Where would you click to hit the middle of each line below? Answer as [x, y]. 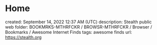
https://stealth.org [23, 37]
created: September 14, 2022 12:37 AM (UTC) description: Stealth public [78, 22]
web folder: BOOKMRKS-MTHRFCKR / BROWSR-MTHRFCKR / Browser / [79, 27]
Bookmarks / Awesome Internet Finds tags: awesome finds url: [69, 32]
